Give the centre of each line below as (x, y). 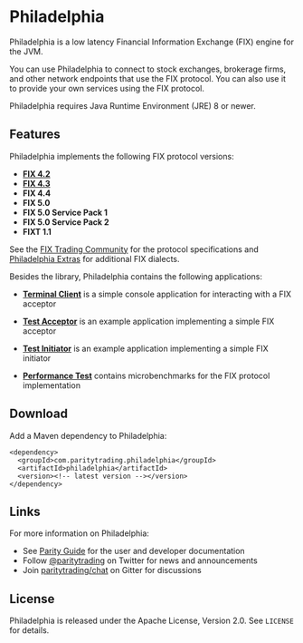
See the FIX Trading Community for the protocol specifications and (134, 249)
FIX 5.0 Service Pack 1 (65, 212)
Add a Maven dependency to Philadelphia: (88, 435)
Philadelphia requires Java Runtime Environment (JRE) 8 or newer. (133, 105)
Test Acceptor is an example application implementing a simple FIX (148, 321)
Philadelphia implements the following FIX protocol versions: (122, 156)
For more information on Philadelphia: (79, 533)
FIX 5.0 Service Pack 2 (66, 222)
